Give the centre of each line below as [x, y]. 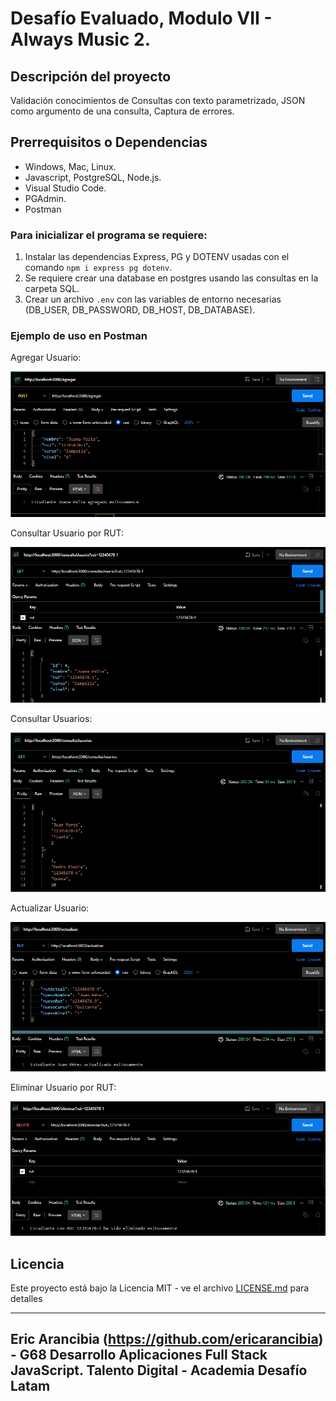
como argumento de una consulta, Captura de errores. [122, 111]
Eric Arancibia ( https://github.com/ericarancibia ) [167, 1339]
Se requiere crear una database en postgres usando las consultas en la [171, 278]
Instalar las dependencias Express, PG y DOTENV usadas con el [157, 257]
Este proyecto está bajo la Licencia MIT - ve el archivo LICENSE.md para [160, 1288]
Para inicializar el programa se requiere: [109, 235]
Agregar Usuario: [46, 358]
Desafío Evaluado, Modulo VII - [141, 18]
